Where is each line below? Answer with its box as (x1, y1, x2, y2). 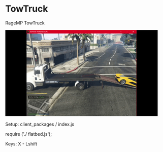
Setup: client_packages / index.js (5, 121, 75, 127)
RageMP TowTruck (5, 20, 45, 26)
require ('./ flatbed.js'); (5, 131, 52, 137)
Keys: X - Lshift (5, 140, 38, 147)
